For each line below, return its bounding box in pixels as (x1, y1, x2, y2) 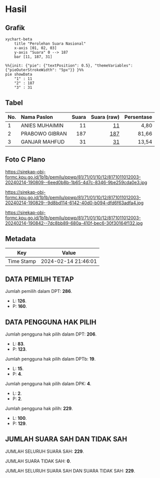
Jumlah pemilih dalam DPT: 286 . (5, 288, 72, 294)
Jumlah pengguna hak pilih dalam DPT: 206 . (5, 331, 97, 337)
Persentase (124, 113, 152, 120)
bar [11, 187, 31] (14, 54, 52, 59)
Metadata (5, 235, 36, 243)
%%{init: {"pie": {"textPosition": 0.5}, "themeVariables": (5, 63, 133, 68)
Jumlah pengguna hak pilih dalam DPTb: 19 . (5, 356, 96, 362)
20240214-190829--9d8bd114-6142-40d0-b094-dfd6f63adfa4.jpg (5, 200, 144, 206)
